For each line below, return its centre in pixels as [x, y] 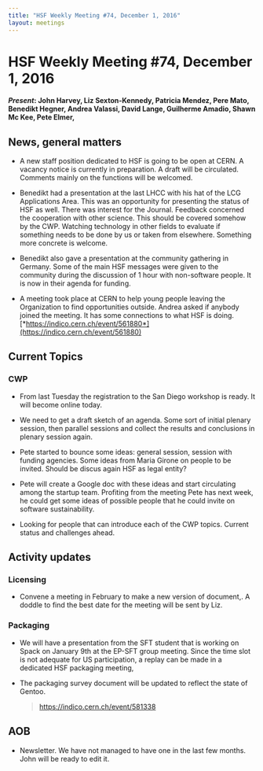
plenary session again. [56, 437]
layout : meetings [37, 23]
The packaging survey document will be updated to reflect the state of [133, 683]
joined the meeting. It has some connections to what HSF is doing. [126, 315]
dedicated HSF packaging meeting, [77, 668]
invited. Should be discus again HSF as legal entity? [103, 468]
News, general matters [65, 142]
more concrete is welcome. [64, 243]
